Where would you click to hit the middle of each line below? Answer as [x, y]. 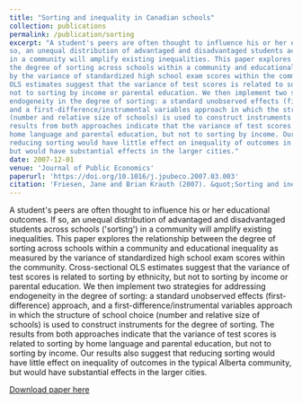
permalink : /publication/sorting [72, 34]
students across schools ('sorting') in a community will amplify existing [141, 229]
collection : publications [58, 26]
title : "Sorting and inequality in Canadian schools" [112, 18]
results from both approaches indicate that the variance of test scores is [143, 334]
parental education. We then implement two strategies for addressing [138, 286]
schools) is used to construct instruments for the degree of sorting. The [142, 325]
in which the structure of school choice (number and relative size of [135, 315]
